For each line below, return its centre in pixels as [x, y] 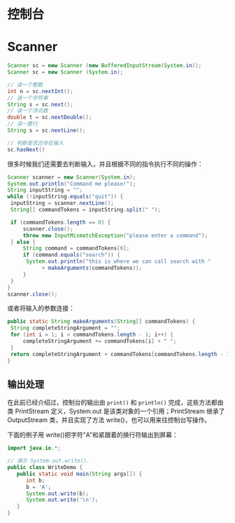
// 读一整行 [23, 124]
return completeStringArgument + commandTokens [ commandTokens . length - [117, 354]
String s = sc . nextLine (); [47, 130]
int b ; [35, 480]
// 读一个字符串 [28, 98]
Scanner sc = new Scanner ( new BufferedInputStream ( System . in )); [105, 66]
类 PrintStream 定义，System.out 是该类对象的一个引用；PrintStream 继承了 [116, 412]
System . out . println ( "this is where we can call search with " [118, 261]
